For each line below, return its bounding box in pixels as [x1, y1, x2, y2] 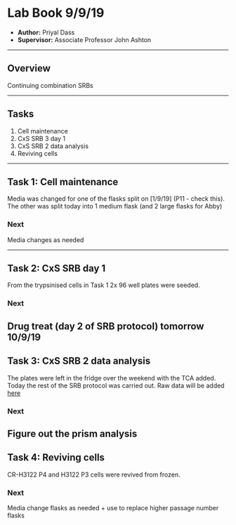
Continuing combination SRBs [7, 81, 93, 89]
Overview [7, 62, 51, 74]
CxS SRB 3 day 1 [17, 134, 65, 142]
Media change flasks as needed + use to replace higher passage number [7, 504, 219, 512]
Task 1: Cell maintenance [7, 175, 119, 187]
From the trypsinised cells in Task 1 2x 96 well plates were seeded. [7, 281, 200, 289]
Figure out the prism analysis [7, 427, 138, 439]
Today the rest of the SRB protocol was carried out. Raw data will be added [7, 381, 225, 390]
